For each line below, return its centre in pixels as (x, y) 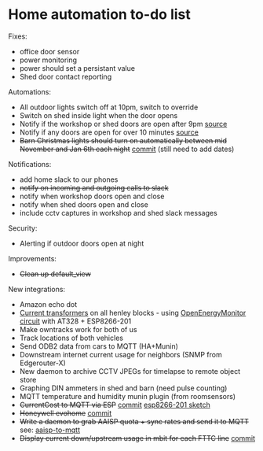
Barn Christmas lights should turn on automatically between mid (123, 140)
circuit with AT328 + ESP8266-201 (75, 321)
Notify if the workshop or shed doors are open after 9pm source (123, 124)
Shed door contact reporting (66, 76)
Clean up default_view (55, 274)
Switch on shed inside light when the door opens (99, 115)
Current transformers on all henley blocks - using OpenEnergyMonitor (133, 312)
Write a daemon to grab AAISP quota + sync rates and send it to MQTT (134, 421)
